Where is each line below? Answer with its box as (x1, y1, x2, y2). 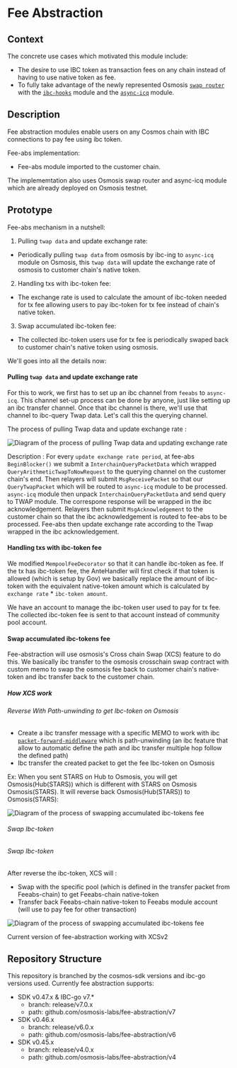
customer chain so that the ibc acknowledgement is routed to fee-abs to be (7, 512, 228, 521)
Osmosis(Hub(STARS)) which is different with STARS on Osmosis (7, 780, 197, 788)
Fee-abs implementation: (7, 149, 80, 157)
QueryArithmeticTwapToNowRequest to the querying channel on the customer (7, 467, 226, 476)
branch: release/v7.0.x (28, 1000, 93, 1009)
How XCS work (7, 689, 52, 697)
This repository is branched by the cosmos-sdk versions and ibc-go (7, 972, 206, 980)
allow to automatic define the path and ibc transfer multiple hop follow (17, 743, 222, 752)
